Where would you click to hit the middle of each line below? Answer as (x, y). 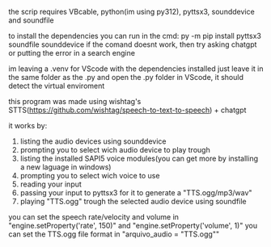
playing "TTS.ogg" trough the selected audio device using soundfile (133, 201)
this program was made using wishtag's (75, 101)
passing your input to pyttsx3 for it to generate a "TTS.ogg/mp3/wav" (136, 193)
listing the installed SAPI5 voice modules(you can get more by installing (139, 158)
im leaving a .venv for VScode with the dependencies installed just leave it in (136, 69)
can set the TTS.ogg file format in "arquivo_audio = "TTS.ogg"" (114, 234)
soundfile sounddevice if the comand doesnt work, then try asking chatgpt (133, 44)
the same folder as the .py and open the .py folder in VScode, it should (126, 77)
